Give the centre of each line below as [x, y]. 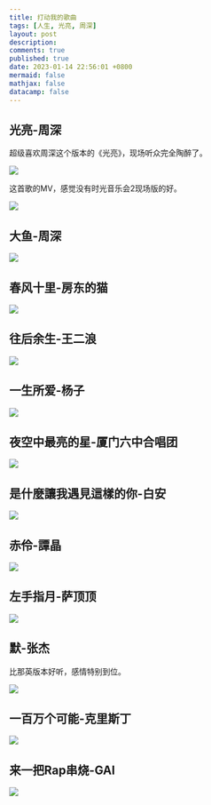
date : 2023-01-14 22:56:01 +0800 [71, 68]
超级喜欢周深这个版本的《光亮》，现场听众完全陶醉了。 [108, 153]
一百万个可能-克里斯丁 [70, 719]
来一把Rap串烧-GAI [62, 770]
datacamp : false [39, 92]
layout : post [33, 34]
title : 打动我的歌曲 [43, 17]
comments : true [37, 51]
